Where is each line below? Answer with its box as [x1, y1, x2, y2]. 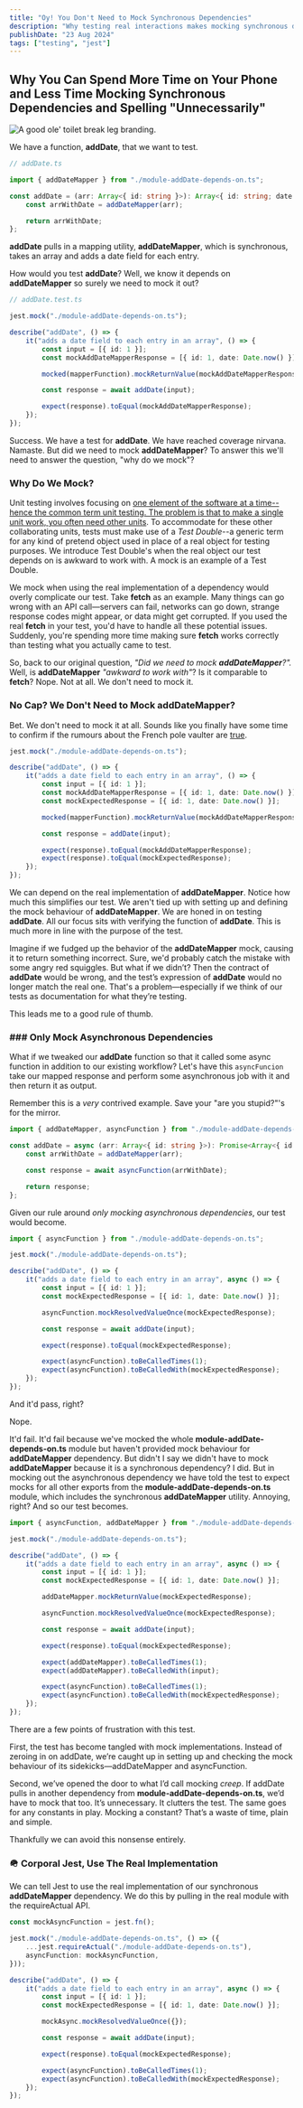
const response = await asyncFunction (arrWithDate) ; [25, 1166, 228, 1175]
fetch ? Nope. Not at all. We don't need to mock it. [9, 677, 194, 688]
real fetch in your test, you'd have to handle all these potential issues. [9, 621, 268, 632]
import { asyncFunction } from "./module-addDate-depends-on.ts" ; [9, 1234, 264, 1243]
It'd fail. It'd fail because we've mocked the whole [9, 1433, 194, 1444]
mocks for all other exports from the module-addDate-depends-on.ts [9, 1481, 271, 1492]
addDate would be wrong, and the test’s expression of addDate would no [9, 972, 282, 983]
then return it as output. [9, 1081, 97, 1091]
